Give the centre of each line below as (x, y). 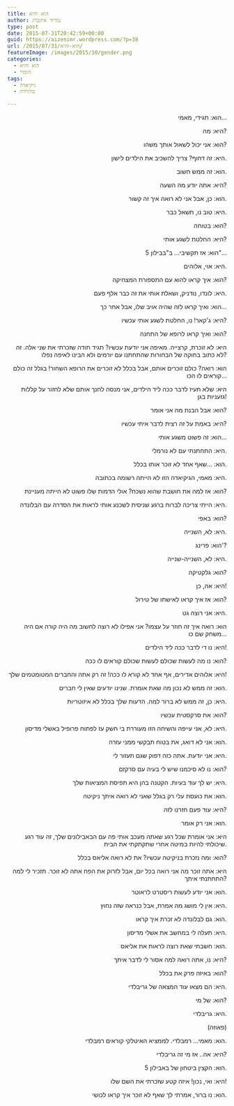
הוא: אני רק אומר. (204, 823)
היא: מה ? (215, 131)
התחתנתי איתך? (205, 879)
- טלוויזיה (24, 91)
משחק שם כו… (208, 634)
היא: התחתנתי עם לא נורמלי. (189, 451)
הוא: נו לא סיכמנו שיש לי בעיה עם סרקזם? (173, 769)
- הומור (22, 72)
